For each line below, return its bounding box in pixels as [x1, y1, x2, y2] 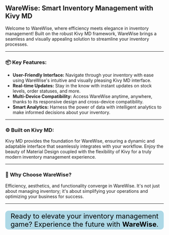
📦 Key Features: [5, 59, 47, 66]
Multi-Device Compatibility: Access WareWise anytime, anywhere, [12, 93, 152, 99]
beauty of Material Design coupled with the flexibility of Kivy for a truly [5, 149, 152, 155]
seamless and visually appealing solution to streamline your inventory [5, 36, 149, 42]
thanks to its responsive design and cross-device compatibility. [12, 99, 144, 105]
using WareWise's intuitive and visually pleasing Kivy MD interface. [12, 77, 152, 83]
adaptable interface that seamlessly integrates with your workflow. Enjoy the [5, 143, 163, 150]
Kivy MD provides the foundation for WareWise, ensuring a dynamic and [5, 138, 155, 144]
